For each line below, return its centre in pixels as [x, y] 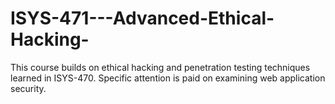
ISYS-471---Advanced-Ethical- [142, 18]
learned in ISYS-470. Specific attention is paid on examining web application [168, 78]
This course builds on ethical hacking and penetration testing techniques [160, 67]
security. [28, 88]
